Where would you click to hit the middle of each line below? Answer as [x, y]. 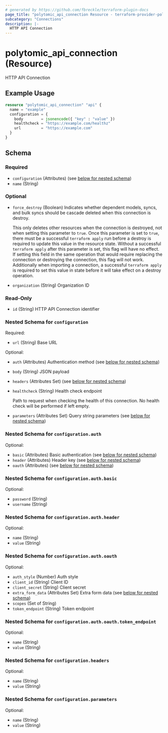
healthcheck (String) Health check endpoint [57, 391]
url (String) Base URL [35, 343]
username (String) [30, 504]
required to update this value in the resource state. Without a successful [87, 244]
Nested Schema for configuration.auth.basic [61, 478]
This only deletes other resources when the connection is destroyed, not [87, 228]
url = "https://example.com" [53, 128]
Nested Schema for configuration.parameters [61, 699]
